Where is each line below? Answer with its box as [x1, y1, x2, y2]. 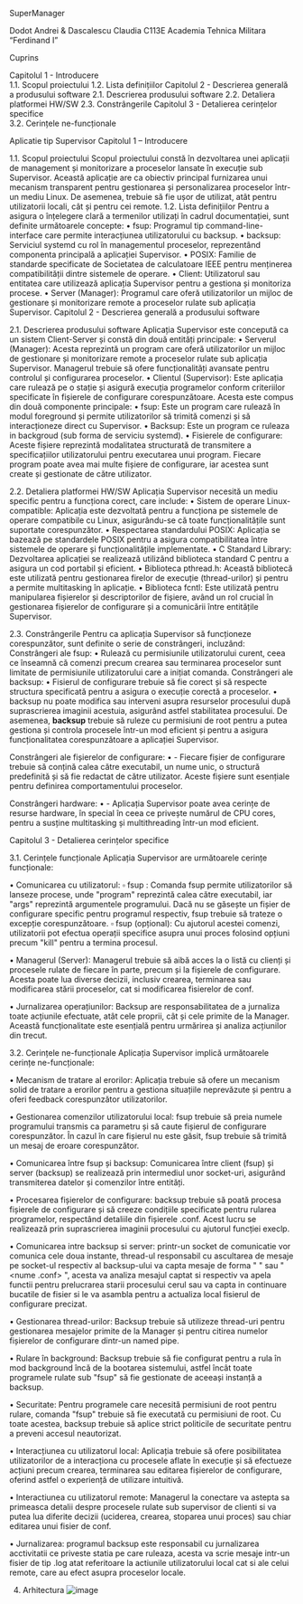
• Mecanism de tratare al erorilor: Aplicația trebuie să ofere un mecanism [9, 1075, 280, 1085]
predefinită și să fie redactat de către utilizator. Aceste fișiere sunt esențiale [9, 771, 290, 782]
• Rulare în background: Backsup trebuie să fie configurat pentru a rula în [9, 1352, 282, 1363]
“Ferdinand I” [9, 35, 59, 45]
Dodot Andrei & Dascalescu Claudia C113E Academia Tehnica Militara [9, 25, 266, 35]
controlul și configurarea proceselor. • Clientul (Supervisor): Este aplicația [9, 373, 284, 383]
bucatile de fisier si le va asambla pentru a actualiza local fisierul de [9, 1289, 261, 1299]
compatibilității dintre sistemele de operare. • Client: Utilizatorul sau [9, 269, 261, 279]
